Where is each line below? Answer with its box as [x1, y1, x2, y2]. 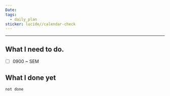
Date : [5, 7, 17, 13]
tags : [5, 12, 17, 17]
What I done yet [5, 73, 56, 82]
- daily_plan [10, 17, 37, 22]
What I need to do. [5, 45, 64, 54]
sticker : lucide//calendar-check [5, 21, 76, 27]
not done [5, 86, 24, 91]
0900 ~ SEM [12, 59, 39, 65]
